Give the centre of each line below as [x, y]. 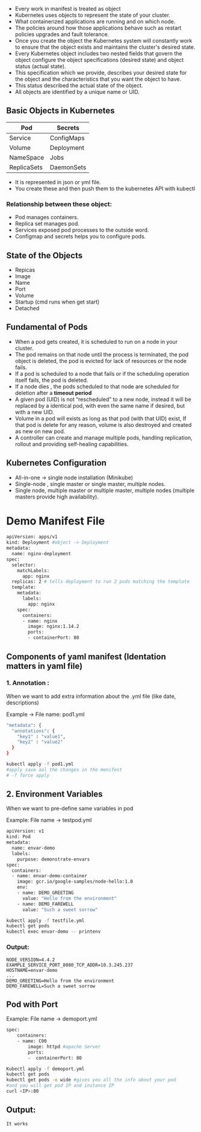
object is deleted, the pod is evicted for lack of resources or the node [100, 361]
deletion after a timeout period [53, 393]
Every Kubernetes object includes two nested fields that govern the [98, 53]
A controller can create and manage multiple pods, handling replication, [104, 437]
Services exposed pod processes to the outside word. [82, 230]
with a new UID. [34, 412]
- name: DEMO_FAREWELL [45, 904]
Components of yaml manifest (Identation [86, 657]
